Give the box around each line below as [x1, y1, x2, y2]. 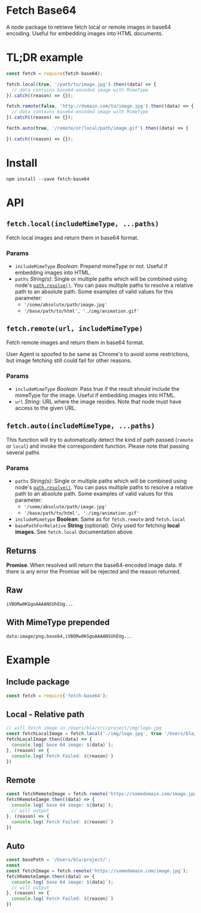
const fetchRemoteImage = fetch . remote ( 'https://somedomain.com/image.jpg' [6, 791, 199, 797]
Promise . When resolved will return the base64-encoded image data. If [6, 562, 182, 569]
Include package [6, 677, 70, 687]
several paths [6, 448, 40, 456]
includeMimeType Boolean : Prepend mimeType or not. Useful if [14, 262, 167, 269]
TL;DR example [6, 51, 84, 65]
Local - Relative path [6, 709, 85, 719]
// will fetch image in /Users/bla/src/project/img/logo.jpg [6, 725, 162, 731]
